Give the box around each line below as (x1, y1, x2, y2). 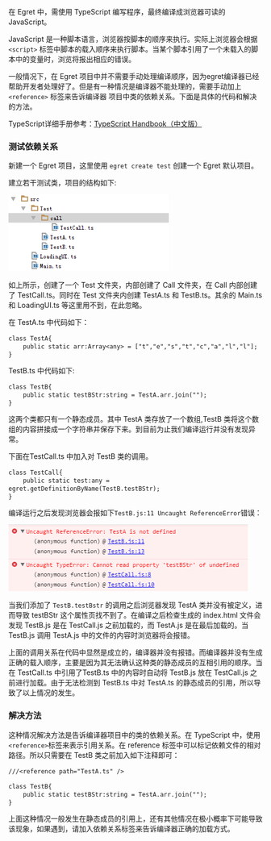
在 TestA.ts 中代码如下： (8, 318, 90, 327)
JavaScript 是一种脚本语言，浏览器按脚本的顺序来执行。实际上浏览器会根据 (8, 35, 258, 44)
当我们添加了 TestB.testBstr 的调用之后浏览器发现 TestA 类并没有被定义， (8, 600, 256, 610)
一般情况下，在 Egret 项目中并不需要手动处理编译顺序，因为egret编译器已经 (8, 72, 260, 81)
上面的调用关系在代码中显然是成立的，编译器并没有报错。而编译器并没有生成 (8, 647, 263, 657)
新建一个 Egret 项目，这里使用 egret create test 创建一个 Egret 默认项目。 (8, 160, 258, 171)
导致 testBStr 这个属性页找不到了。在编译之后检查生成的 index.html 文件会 (15, 610, 261, 620)
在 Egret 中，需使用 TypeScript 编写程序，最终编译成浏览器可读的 (8, 7, 226, 16)
